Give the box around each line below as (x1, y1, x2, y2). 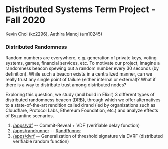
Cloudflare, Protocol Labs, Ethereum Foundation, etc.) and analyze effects (5, 107, 158, 114)
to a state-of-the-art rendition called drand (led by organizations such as (5, 102, 156, 108)
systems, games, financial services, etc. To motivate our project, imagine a (5, 60, 160, 66)
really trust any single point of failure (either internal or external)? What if (5, 77, 156, 83)
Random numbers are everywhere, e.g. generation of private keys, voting (5, 55, 157, 61)
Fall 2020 (5, 14, 46, 26)
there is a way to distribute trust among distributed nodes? (5, 82, 127, 88)
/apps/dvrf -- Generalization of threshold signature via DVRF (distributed (12, 133, 163, 139)
